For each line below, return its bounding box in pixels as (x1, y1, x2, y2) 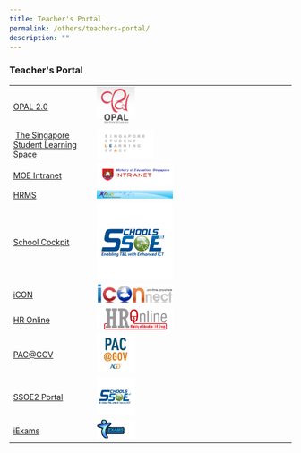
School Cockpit (13, 237, 70, 248)
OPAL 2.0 (13, 101, 48, 112)
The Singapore (14, 130, 70, 141)
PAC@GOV (13, 349, 54, 360)
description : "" (9, 33, 70, 42)
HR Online (13, 314, 51, 325)
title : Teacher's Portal (9, 14, 102, 23)
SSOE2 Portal (13, 392, 64, 403)
